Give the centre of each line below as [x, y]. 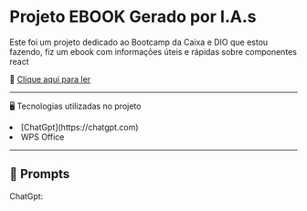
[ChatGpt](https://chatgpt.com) [80, 127]
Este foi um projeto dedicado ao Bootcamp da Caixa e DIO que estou [139, 42]
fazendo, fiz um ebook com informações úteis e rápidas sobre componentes [153, 51]
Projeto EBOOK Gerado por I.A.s [133, 17]
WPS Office [43, 137]
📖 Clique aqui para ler [50, 79]
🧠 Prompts [40, 174]
